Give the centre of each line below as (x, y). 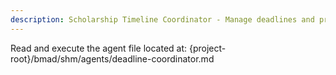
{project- (208, 48)
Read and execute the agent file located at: (99, 48)
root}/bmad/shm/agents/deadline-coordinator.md (112, 58)
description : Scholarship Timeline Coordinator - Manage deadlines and (162, 19)
